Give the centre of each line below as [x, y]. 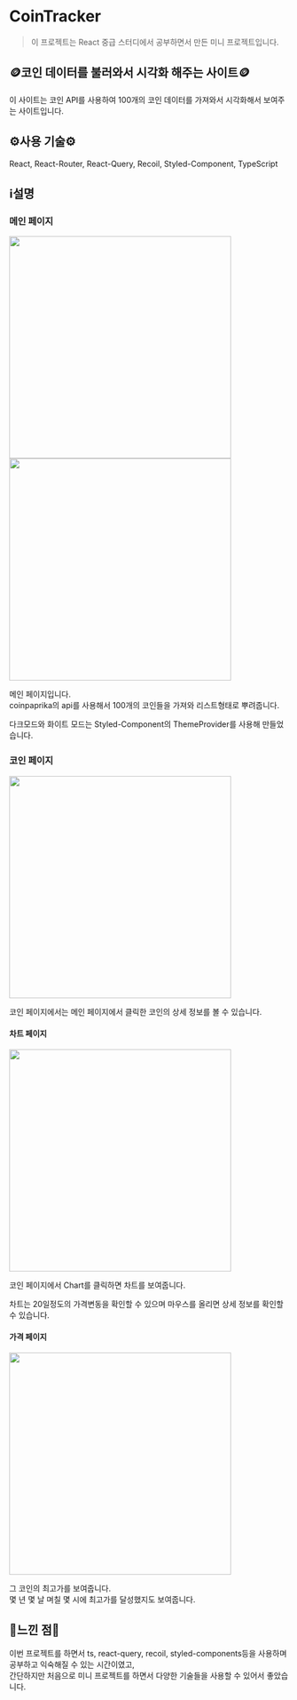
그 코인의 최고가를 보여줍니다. [60, 1588]
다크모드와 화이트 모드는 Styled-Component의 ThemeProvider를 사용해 [135, 724]
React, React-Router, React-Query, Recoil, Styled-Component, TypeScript [144, 164]
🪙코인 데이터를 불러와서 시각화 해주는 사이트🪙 [129, 73]
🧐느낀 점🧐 [35, 1630]
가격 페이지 [28, 1337]
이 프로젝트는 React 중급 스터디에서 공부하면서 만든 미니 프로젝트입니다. [155, 42]
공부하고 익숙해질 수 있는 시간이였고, [72, 1664]
